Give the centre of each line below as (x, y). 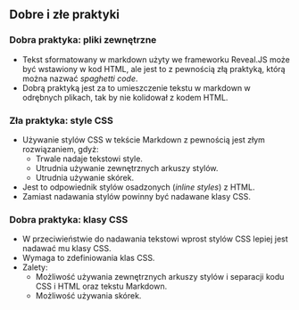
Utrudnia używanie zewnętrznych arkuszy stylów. (127, 167)
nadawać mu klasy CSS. (66, 249)
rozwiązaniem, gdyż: (60, 149)
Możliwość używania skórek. (88, 296)
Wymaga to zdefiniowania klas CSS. (88, 258)
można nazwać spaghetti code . (80, 78)
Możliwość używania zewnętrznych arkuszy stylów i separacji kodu (160, 277)
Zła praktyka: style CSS (61, 120)
